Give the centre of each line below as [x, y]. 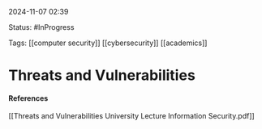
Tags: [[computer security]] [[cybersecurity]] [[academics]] [108, 43]
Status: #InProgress [41, 27]
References [28, 98]
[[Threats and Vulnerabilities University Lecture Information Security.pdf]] [132, 116]
